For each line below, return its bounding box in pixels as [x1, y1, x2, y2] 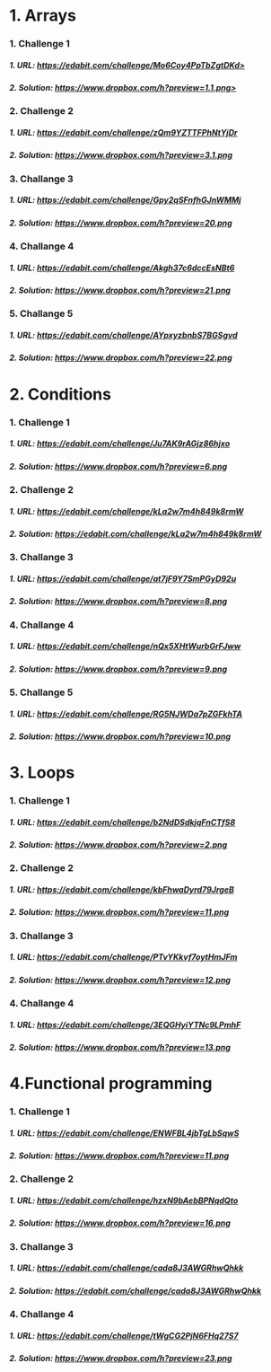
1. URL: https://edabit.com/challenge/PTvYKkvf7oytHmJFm [9, 952, 238, 963]
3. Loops [9, 762, 75, 783]
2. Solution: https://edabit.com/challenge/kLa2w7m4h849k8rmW [9, 528, 262, 539]
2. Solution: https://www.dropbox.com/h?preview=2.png [9, 839, 228, 849]
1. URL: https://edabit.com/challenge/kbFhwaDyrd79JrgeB [9, 884, 235, 894]
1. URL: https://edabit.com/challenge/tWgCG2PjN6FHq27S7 [9, 1330, 240, 1341]
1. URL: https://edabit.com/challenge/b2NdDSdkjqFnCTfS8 [9, 816, 236, 827]
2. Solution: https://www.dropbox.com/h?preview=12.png [9, 974, 232, 985]
